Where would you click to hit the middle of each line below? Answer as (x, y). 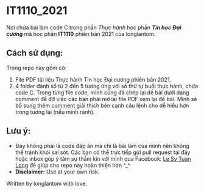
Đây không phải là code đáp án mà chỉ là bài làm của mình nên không (102, 146)
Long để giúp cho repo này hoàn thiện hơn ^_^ (72, 165)
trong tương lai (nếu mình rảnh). (55, 112)
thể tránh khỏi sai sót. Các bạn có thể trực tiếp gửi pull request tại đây (103, 152)
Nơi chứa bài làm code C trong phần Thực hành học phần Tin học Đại (94, 27)
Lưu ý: (19, 131)
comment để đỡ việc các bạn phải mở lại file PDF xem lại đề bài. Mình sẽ (106, 99)
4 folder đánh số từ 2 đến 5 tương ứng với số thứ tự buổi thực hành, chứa (107, 86)
